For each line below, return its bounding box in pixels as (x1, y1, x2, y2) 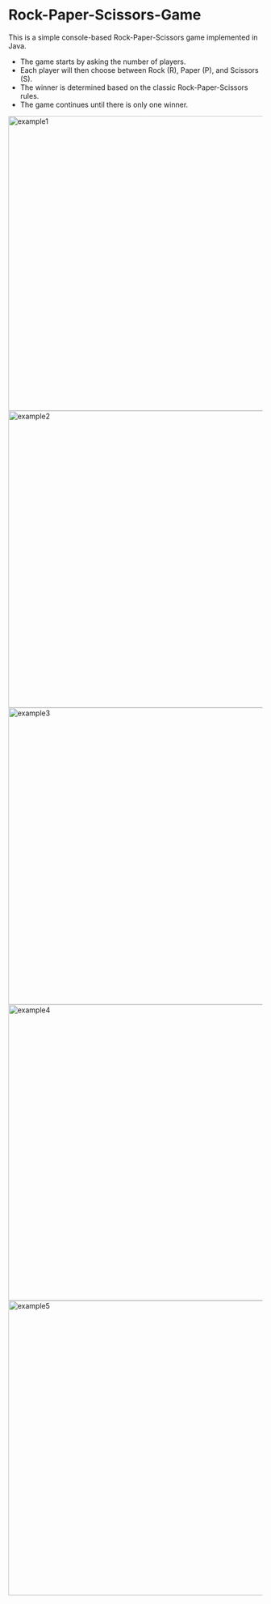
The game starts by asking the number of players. (19, 57, 186, 66)
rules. (19, 91, 40, 100)
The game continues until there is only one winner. (19, 100, 189, 109)
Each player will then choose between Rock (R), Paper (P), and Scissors (19, 65, 260, 74)
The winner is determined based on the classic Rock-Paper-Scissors (19, 83, 248, 92)
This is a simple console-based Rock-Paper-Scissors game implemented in (8, 32, 258, 42)
